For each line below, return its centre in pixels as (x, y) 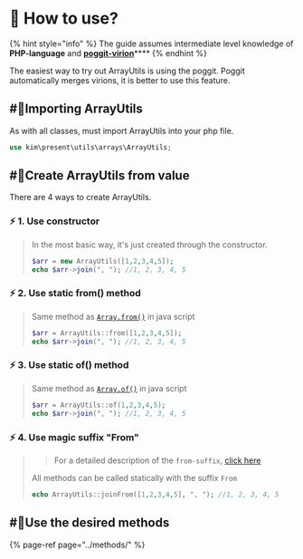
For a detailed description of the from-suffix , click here (157, 460)
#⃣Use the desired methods (90, 523)
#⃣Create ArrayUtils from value (99, 176)
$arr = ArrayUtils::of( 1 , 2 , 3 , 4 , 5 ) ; (99, 405)
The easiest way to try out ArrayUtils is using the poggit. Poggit (128, 71)
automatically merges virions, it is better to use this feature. (120, 80)
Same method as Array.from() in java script (113, 316)
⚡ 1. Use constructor (55, 221)
